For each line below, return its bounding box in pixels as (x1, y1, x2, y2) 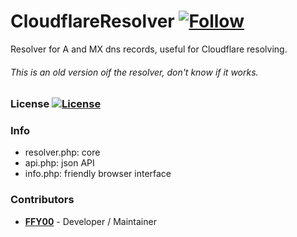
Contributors (10, 193, 75, 207)
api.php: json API (24, 157, 95, 169)
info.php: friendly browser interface (24, 168, 172, 180)
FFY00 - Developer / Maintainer (24, 215, 157, 227)
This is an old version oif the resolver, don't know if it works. (10, 66, 259, 78)
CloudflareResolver (10, 10, 175, 33)
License (10, 97, 50, 111)
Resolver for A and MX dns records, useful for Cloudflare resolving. (10, 43, 288, 55)
